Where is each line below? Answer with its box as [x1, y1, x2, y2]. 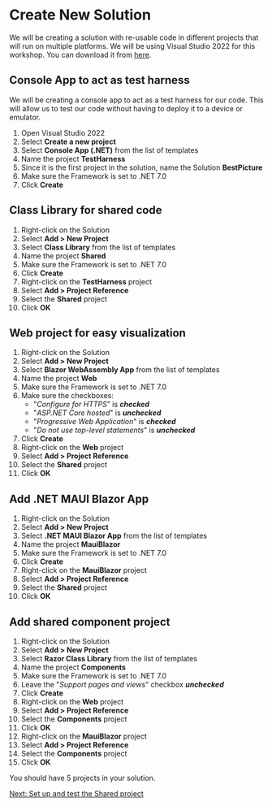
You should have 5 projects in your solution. [9, 773, 156, 782]
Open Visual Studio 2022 [20, 128, 105, 137]
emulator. [9, 112, 41, 122]
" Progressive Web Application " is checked [32, 417, 177, 427]
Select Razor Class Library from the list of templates [20, 654, 198, 663]
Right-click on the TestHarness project [20, 276, 153, 286]
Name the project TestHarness [20, 154, 126, 163]
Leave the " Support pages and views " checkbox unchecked [20, 680, 224, 689]
